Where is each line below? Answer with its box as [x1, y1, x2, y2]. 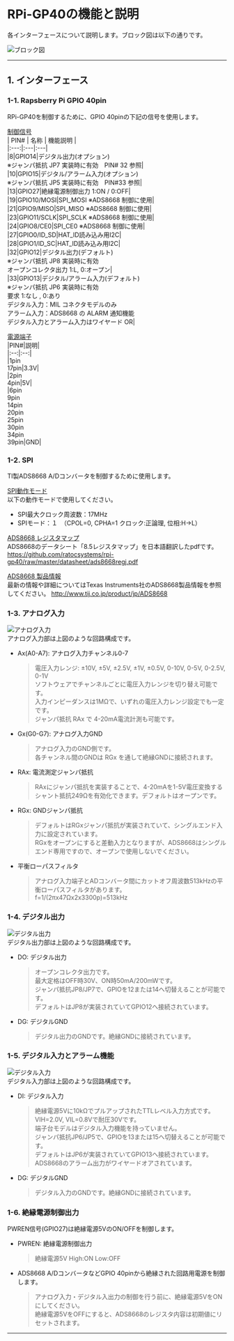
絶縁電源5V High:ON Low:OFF [34, 1255, 121, 1263]
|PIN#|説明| [7, 341, 40, 349]
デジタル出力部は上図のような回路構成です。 [7, 938, 135, 946]
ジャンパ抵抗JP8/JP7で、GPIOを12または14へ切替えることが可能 [34, 985, 220, 993]
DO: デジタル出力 [17, 952, 68, 961]
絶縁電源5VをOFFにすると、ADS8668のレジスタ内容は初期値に [34, 1310, 217, 1319]
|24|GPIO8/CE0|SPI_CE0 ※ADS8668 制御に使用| [7, 222, 146, 230]
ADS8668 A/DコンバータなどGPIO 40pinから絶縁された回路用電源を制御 [17, 1269, 226, 1278]
